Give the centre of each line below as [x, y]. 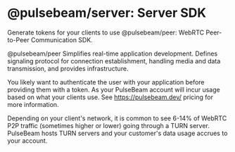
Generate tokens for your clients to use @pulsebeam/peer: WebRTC [106, 32]
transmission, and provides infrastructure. [68, 68]
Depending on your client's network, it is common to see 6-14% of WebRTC [117, 118]
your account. [27, 140]
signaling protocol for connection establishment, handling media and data [114, 61]
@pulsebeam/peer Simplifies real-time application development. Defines [113, 53]
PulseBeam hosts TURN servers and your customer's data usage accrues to [118, 133]
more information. [33, 104]
